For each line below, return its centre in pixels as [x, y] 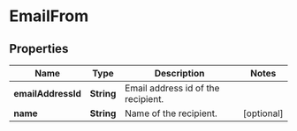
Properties [39, 49]
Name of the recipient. [171, 113]
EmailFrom [49, 16]
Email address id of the [172, 88]
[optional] [263, 113]
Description [179, 73]
